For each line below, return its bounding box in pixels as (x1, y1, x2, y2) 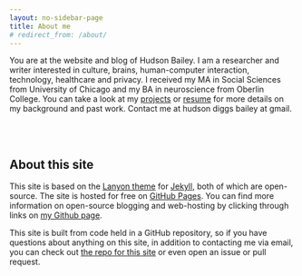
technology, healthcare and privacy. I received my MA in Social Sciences (9, 74, 281, 85)
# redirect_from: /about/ (9, 30, 107, 39)
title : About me (9, 22, 71, 31)
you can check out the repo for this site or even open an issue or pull (9, 247, 267, 258)
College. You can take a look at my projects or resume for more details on (9, 94, 284, 104)
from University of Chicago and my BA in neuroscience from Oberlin (9, 84, 265, 95)
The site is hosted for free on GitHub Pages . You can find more (39, 191, 275, 202)
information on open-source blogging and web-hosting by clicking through (9, 201, 289, 212)
